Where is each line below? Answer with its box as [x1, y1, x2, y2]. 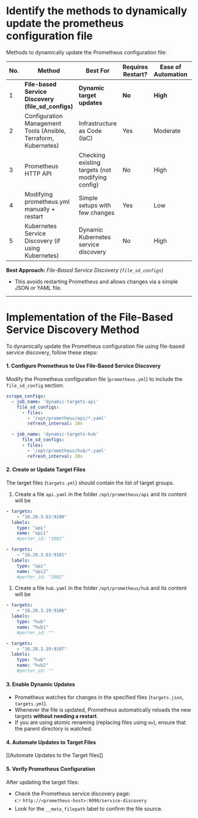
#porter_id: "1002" [16, 574, 65, 580]
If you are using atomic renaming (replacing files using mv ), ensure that [14, 719, 186, 726]
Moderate [153, 126, 181, 135]
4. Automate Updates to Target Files [6, 738, 96, 745]
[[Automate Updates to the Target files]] [6, 752, 103, 759]
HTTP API [24, 170, 52, 178]
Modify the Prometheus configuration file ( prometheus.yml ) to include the [6, 376, 183, 383]
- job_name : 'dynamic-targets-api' [11, 399, 99, 405]
